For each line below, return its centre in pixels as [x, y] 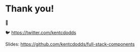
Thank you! [30, 9]
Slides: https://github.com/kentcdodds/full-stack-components [70, 44]
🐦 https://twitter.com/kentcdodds [41, 32]
